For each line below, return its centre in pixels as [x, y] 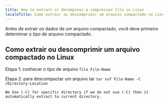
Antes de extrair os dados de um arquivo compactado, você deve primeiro [82, 28]
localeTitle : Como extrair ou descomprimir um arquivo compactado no [79, 14]
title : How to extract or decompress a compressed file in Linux [74, 10]
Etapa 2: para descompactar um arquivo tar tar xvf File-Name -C [73, 79]
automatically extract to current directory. [53, 97]
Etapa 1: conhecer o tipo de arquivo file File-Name [58, 69]
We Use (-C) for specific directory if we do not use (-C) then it [77, 93]
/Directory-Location [27, 84]
